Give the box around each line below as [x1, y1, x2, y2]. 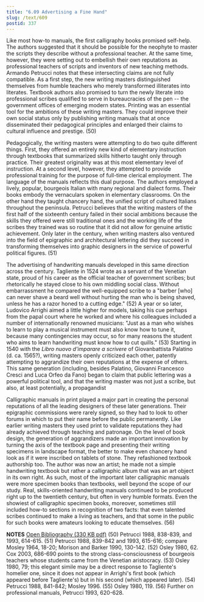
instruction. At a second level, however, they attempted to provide [6, 165, 172, 172]
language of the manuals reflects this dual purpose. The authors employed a [6, 178, 198, 186]
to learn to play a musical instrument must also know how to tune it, [6, 326, 175, 333]
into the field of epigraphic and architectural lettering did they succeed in [6, 236, 190, 244]
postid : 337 [6, 20, 37, 26]
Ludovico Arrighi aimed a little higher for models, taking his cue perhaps [6, 306, 188, 314]
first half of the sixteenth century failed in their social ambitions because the [6, 211, 198, 218]
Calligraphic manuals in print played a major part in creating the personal [6, 396, 189, 403]
